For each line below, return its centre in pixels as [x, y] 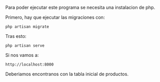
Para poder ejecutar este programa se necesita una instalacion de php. [80, 7]
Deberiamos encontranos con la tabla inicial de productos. [67, 74]
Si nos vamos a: [22, 55]
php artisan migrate [27, 27]
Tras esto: [16, 36]
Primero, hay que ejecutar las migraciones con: [55, 17]
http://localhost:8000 [29, 65]
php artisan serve [25, 46]
